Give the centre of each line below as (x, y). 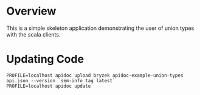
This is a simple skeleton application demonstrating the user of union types (100, 28)
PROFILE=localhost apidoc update (49, 86)
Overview (31, 11)
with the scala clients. (33, 34)
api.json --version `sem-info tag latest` (61, 80)
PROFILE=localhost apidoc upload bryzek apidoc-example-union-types (95, 75)
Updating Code (45, 59)
